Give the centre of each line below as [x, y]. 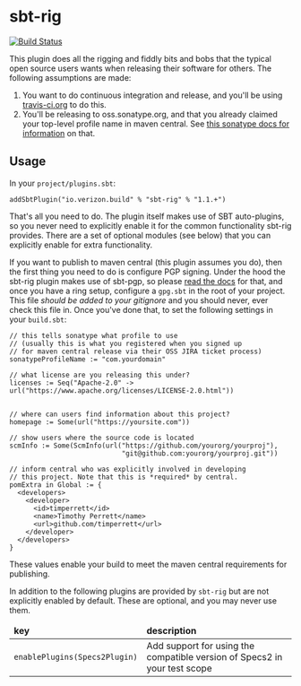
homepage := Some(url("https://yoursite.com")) [100, 422]
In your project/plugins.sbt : [63, 183]
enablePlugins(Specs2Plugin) [76, 657]
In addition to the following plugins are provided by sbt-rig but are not [139, 591]
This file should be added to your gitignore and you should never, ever [139, 300]
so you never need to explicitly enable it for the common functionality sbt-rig [150, 225]
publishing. [30, 573]
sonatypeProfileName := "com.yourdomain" [88, 359]
